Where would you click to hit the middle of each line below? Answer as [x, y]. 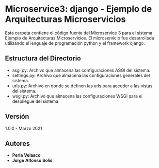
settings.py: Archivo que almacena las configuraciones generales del [81, 75]
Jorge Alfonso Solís [32, 160]
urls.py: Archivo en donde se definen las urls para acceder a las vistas [82, 86]
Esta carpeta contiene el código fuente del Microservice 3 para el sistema [79, 33]
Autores [17, 143]
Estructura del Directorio [43, 59]
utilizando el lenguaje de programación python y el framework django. [75, 43]
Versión [17, 117]
